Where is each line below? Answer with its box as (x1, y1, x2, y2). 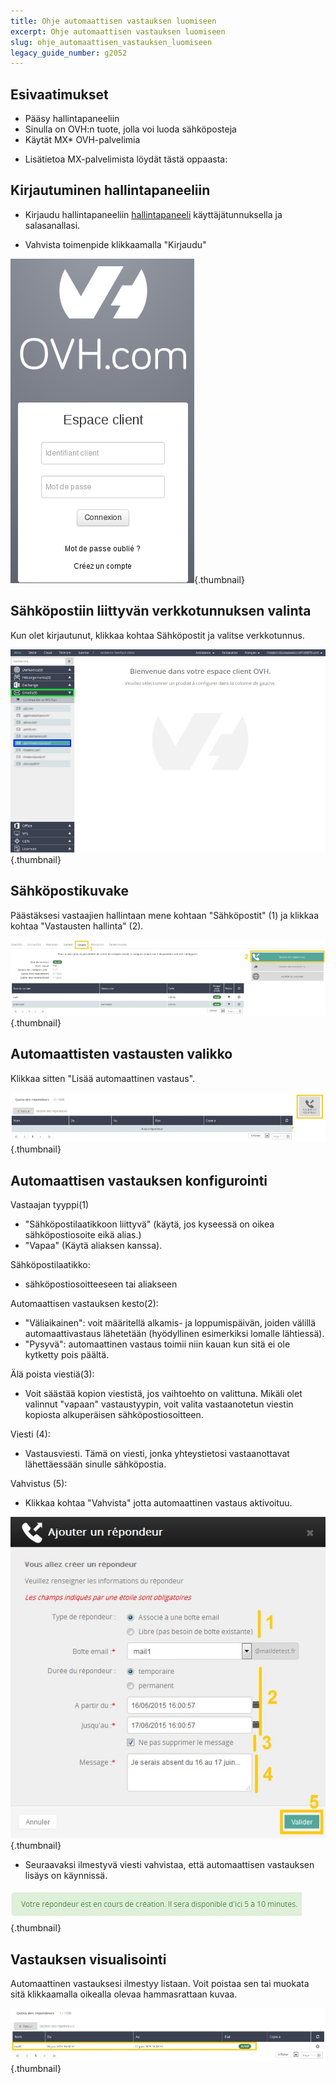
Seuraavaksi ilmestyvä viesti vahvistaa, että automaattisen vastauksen (24, 1859, 315, 1871)
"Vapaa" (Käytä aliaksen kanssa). (24, 1240, 163, 1252)
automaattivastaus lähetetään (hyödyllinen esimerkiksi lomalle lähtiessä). (24, 1328, 325, 1340)
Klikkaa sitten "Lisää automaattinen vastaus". (10, 1072, 196, 1084)
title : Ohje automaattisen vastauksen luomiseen (10, 16, 217, 26)
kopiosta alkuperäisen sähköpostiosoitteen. (24, 1409, 204, 1421)
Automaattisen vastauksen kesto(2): (10, 1298, 159, 1310)
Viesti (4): (10, 1428, 51, 1440)
